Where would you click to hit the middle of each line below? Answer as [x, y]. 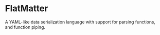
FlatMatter [27, 9]
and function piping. [25, 27]
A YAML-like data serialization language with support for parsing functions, [80, 22]
